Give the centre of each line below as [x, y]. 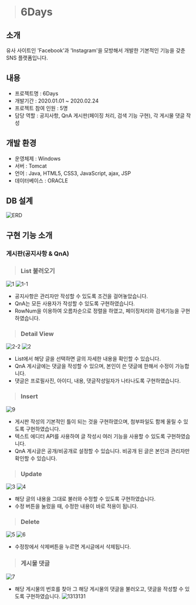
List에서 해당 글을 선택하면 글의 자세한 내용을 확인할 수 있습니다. [88, 359]
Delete [30, 521]
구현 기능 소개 [29, 235]
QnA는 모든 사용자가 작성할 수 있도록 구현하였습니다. [75, 304]
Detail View [37, 334]
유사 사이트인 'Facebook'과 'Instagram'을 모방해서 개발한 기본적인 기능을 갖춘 [96, 50]
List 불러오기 [38, 271]
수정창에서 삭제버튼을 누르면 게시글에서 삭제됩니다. [72, 547]
